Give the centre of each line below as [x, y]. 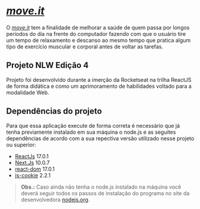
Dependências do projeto [54, 111]
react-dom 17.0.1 [35, 169]
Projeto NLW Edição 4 [47, 65]
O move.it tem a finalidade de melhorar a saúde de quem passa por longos [98, 27]
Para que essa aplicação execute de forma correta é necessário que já [93, 125]
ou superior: [21, 145]
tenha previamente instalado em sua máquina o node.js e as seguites [91, 132]
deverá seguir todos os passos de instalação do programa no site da [105, 193]
